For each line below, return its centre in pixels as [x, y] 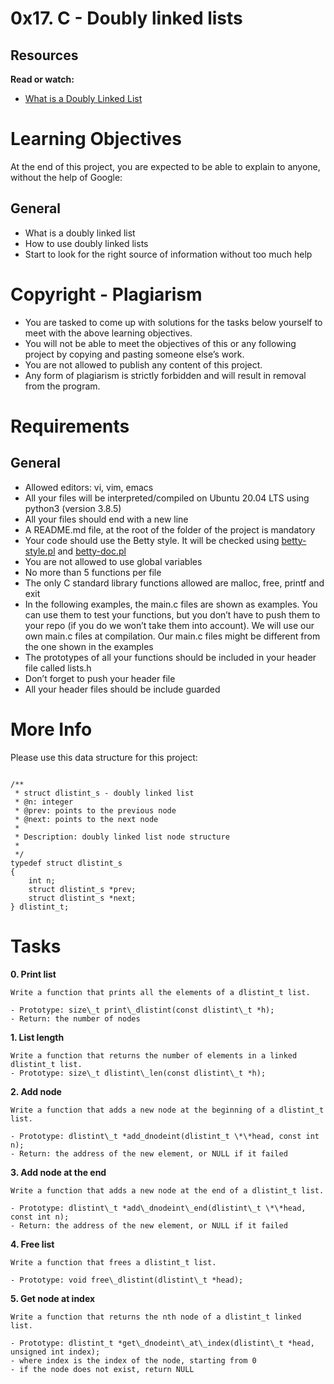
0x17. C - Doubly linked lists [126, 18]
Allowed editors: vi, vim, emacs [89, 487]
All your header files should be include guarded [122, 689]
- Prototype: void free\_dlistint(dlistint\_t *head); [127, 1280]
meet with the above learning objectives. [108, 333]
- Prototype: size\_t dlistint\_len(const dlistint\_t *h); [138, 1073]
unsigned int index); [55, 1352]
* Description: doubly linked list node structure [122, 837]
